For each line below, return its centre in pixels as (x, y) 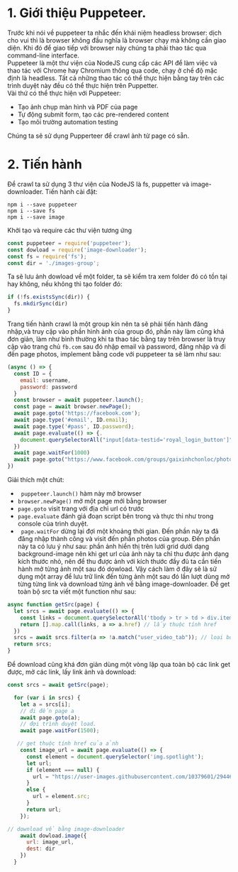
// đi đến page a (47, 711)
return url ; (44, 810)
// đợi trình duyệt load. (58, 724)
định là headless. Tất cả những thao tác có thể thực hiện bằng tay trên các (116, 78)
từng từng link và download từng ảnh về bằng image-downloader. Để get (124, 584)
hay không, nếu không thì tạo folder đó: (65, 284)
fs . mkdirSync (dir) (41, 304)
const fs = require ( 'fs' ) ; (47, 256)
